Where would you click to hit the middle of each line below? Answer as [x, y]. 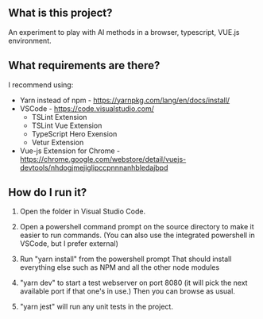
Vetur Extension [58, 142]
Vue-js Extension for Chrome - [70, 151]
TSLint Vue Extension [67, 125]
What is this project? [60, 13]
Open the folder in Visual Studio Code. [82, 211]
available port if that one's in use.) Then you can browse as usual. [128, 291]
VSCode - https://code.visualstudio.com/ [87, 108]
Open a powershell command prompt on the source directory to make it [137, 227]
